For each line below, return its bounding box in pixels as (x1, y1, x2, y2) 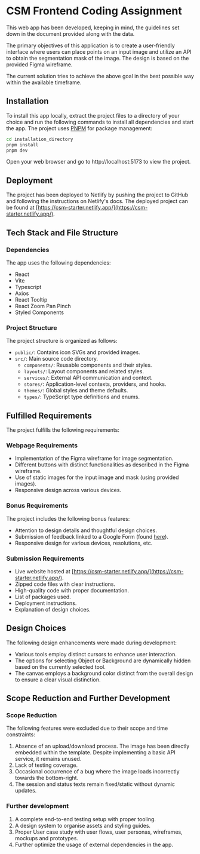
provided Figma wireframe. (6, 61, 73, 68)
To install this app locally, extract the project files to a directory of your (6, 112, 180, 119)
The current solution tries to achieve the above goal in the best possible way (6, 72, 194, 79)
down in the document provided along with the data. (6, 30, 135, 37)
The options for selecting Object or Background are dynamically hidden (14, 657, 191, 664)
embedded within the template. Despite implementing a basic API (14, 749, 176, 756)
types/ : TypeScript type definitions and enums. (23, 393, 140, 401)
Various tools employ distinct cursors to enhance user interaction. (14, 650, 177, 658)
